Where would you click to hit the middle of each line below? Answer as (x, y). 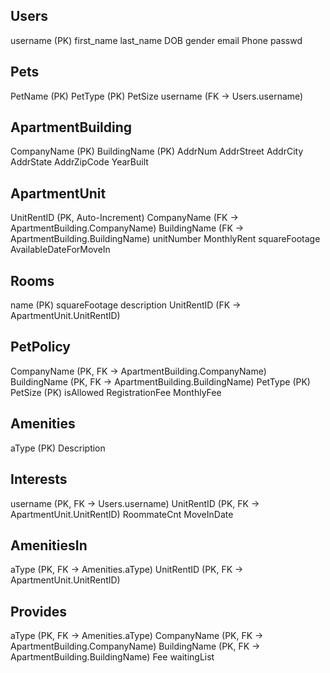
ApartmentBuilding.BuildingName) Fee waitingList (112, 657)
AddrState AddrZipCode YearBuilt (79, 162)
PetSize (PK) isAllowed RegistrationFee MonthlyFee (116, 392)
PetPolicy (40, 347)
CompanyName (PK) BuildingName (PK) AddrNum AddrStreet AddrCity (157, 151)
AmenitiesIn (49, 545)
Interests (39, 479)
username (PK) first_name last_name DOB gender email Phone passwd (156, 40)
